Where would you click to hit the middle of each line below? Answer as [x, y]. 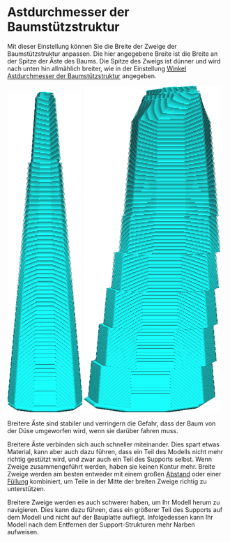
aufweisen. [23, 532]
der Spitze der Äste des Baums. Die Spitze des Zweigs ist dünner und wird [114, 61]
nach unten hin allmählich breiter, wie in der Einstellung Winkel [97, 68]
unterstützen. [26, 488]
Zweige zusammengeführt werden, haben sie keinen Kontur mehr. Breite [111, 466]
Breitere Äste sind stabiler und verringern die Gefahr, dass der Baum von [112, 423]
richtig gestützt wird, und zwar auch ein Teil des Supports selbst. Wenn [110, 459]
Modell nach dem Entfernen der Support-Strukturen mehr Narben [101, 525]
